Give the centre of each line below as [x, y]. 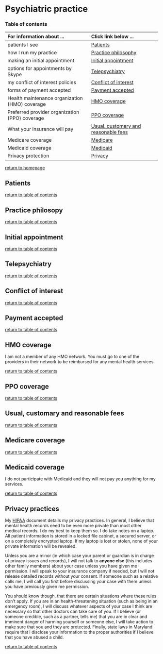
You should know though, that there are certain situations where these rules [81, 596]
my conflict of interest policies [42, 83]
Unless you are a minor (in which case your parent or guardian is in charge [80, 556]
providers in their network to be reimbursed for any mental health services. [80, 362]
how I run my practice [32, 53]
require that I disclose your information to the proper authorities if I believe [79, 632]
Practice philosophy [114, 53]
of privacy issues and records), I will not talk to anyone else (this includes [79, 561]
